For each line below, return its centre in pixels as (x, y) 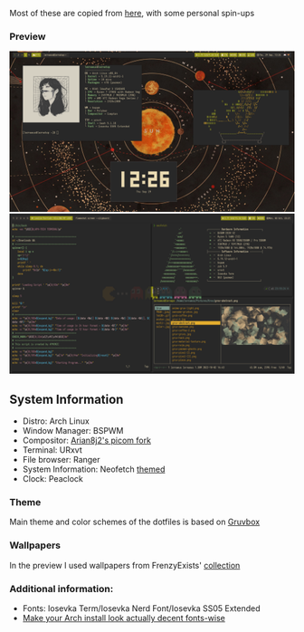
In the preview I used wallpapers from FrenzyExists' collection (125, 565)
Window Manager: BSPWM (73, 431)
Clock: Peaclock (52, 479)
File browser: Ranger (62, 460)
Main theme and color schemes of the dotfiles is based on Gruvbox (135, 522)
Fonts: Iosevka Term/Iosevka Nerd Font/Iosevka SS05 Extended (141, 608)
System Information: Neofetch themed (94, 469)
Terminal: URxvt (52, 450)
